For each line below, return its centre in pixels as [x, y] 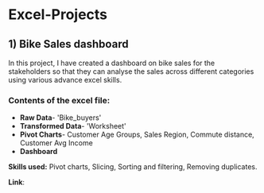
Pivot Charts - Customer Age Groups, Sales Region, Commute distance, [137, 135]
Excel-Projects [58, 15]
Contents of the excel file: [59, 100]
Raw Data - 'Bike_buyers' [60, 118]
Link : [17, 182]
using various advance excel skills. [65, 80]
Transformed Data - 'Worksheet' [73, 126]
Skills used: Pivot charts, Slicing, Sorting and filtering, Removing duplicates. [133, 167]
